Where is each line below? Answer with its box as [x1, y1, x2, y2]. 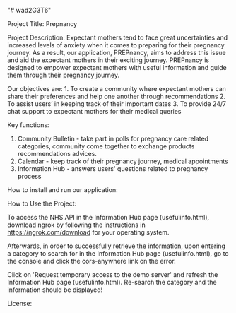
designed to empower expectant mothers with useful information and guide [7, 64, 228, 71]
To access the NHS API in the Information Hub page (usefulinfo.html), [7, 213, 210, 221]
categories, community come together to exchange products [17, 142, 195, 150]
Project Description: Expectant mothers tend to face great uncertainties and [7, 33, 228, 42]
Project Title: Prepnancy [7, 20, 78, 28]
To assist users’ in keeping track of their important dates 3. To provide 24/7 [7, 100, 227, 108]
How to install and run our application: [7, 186, 118, 194]
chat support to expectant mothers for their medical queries [7, 107, 182, 115]
